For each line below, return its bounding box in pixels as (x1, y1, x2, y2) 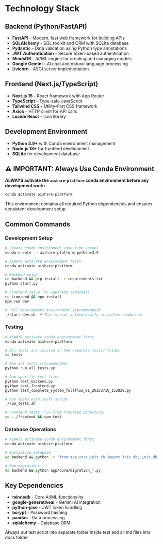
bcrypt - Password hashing (12, 510, 67, 515)
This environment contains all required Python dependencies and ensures (5, 201, 153, 207)
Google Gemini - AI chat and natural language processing (12, 61, 128, 66)
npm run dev (5, 299, 29, 304)
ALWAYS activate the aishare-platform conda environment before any (5, 177, 149, 183)
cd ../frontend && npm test (5, 415, 62, 419)
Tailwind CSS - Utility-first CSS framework (12, 103, 98, 109)
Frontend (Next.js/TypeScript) (5, 80, 98, 88)
